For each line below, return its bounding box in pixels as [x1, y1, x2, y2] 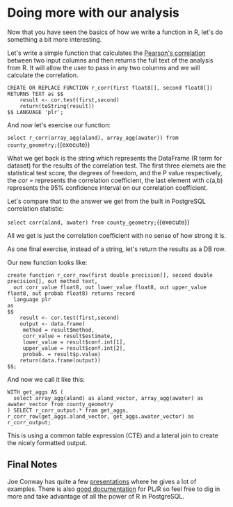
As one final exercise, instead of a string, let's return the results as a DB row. [7, 245, 226, 253]
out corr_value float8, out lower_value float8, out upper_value [13, 284, 207, 291]
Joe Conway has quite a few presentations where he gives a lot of [7, 477, 197, 485]
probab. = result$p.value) [22, 351, 101, 357]
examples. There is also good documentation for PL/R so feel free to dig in [7, 485, 220, 493]
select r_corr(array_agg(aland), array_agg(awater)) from [7, 134, 179, 141]
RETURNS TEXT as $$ [7, 90, 64, 97]
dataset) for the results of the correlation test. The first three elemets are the [7, 161, 226, 170]
